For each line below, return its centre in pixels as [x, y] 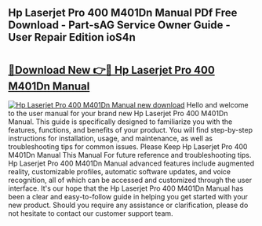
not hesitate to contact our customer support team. [91, 213]
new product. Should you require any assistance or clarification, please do [128, 205]
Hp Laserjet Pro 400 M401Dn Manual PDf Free [123, 13]
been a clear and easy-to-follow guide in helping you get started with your [128, 197]
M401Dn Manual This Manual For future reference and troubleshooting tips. [130, 155]
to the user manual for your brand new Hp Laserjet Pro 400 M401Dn [118, 113]
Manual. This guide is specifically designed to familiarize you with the [120, 122]
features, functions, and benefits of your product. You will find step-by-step [131, 130]
